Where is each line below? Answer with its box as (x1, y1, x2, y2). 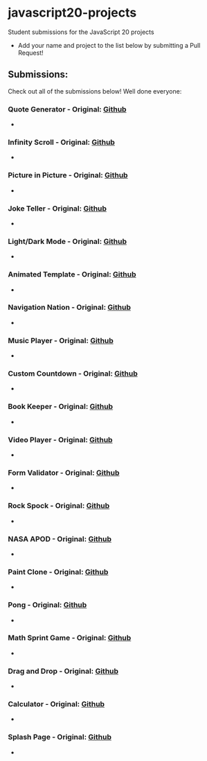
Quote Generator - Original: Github (8, 104, 127, 114)
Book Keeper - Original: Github (8, 402, 114, 412)
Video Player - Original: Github (8, 435, 113, 444)
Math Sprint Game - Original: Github (8, 633, 132, 642)
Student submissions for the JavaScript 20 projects (8, 28, 154, 36)
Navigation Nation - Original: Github (8, 303, 131, 313)
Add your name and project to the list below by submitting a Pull (17, 41, 201, 49)
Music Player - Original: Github (8, 335, 114, 345)
